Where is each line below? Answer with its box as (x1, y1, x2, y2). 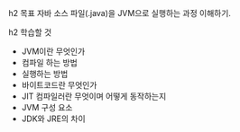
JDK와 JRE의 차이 (21, 113, 87, 124)
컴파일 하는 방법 (21, 57, 78, 67)
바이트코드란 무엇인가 (21, 80, 97, 90)
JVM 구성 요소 (21, 102, 73, 112)
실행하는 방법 (21, 68, 69, 79)
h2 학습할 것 (8, 27, 52, 38)
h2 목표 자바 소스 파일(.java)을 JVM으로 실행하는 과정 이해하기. (8, 8, 232, 18)
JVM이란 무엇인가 (21, 46, 86, 57)
